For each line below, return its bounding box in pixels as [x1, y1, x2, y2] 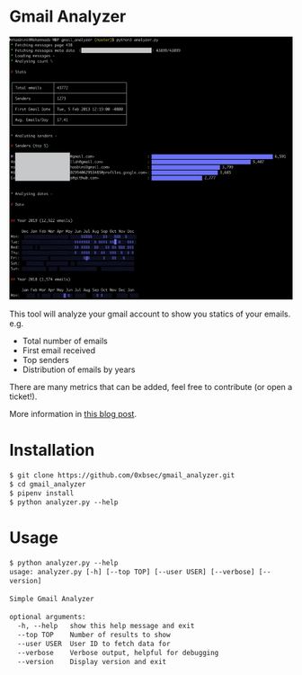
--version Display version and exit [17, 657, 167, 666]
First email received [22, 345, 96, 356]
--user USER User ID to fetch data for [17, 639, 171, 648]
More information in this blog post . [9, 409, 138, 420]
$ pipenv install [9, 489, 75, 498]
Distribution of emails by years [22, 364, 136, 375]
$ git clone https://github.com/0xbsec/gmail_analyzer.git [9, 471, 235, 480]
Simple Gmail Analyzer [9, 594, 94, 603]
